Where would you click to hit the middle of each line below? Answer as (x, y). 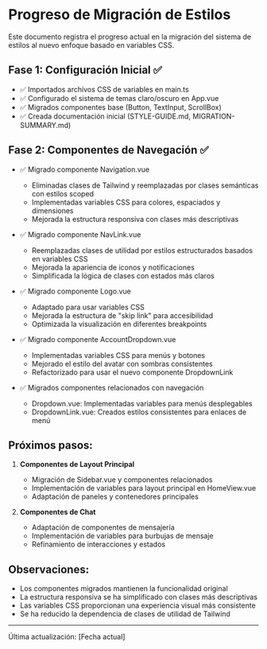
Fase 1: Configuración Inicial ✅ (85, 70)
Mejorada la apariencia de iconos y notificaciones (113, 267)
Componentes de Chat (58, 512)
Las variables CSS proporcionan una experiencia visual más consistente (137, 605)
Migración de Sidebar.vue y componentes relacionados (122, 480)
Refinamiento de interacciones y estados (98, 544)
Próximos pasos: (50, 445)
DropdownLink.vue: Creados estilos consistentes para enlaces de (139, 412)
